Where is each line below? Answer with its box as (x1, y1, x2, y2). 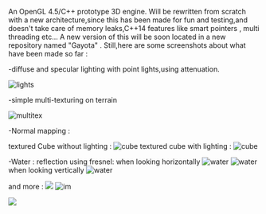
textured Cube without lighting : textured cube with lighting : (8, 142, 232, 150)
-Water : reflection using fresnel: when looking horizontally (8, 157, 201, 166)
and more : (8, 182, 44, 191)
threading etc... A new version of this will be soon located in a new (8, 32, 226, 41)
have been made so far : (8, 49, 88, 58)
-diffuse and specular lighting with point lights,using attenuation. (8, 64, 221, 74)
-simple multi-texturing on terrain (8, 95, 118, 104)
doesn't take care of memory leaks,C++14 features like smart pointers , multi (8, 24, 260, 33)
